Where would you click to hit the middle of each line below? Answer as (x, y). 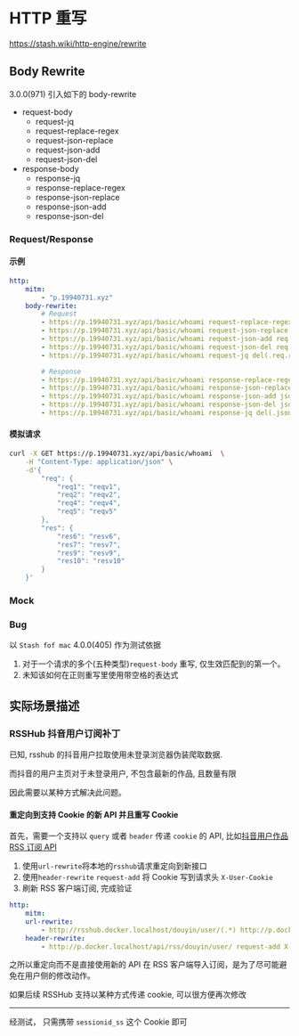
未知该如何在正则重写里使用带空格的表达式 (100, 675)
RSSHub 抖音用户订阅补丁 (65, 733)
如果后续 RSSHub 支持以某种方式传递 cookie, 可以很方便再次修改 (128, 995)
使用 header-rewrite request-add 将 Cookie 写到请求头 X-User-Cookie (147, 877)
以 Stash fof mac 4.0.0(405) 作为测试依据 (85, 645)
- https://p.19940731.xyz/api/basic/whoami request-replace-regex (167, 322)
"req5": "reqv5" (87, 512)
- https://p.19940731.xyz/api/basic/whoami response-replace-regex (169, 379)
